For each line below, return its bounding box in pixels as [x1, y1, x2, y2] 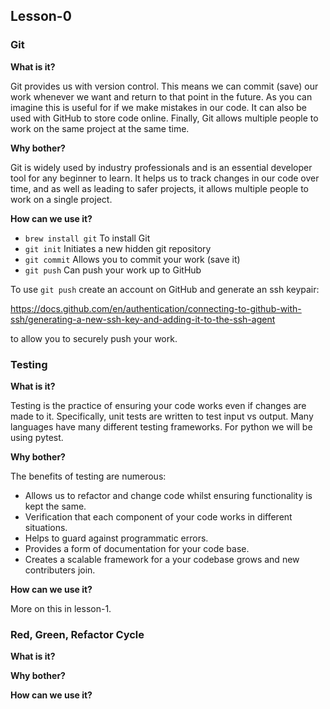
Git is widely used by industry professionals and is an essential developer [10, 161, 313, 173]
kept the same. [24, 500, 87, 512]
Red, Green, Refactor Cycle [10, 627, 145, 641]
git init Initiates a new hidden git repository [24, 242, 212, 254]
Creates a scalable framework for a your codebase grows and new [24, 553, 300, 565]
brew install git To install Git [24, 232, 151, 244]
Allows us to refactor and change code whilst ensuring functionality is [24, 489, 313, 501]
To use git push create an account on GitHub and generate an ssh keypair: [10, 283, 320, 295]
